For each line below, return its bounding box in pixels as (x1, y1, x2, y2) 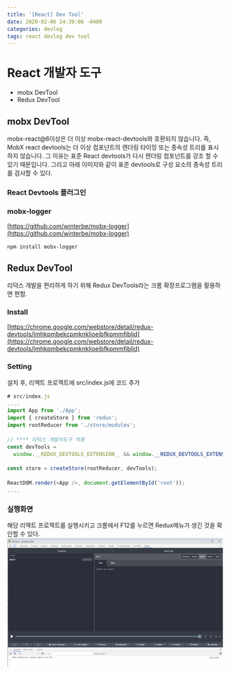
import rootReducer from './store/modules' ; (7, 422, 136, 429)
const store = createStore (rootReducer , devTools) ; (7, 465, 157, 472)
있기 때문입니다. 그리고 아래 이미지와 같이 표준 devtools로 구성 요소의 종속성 (7, 160, 210, 168)
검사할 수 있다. (14, 169, 53, 177)
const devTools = (7, 443, 57, 450)
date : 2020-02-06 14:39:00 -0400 (7, 18, 103, 25)
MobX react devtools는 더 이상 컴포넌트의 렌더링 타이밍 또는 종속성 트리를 (7, 143, 207, 151)
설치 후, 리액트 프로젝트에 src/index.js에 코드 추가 (7, 378, 140, 387)
